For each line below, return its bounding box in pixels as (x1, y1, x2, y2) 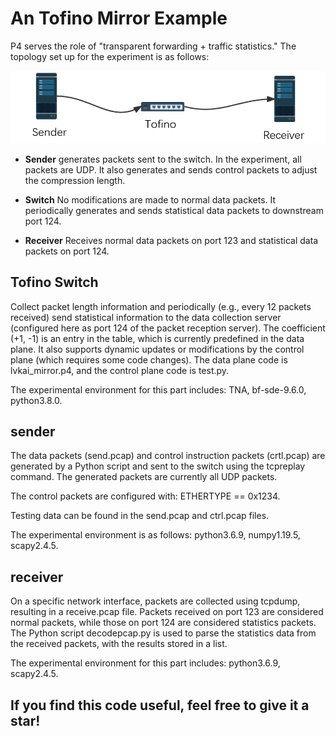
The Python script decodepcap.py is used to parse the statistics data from (10, 627, 317, 639)
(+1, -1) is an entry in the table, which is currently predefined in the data (10, 332, 305, 344)
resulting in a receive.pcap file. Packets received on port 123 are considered (10, 606, 324, 618)
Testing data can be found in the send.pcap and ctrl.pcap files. (10, 510, 270, 522)
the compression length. (24, 174, 126, 186)
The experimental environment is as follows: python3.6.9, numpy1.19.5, (10, 529, 301, 541)
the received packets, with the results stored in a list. (10, 638, 228, 650)
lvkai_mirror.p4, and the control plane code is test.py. (10, 364, 230, 376)
